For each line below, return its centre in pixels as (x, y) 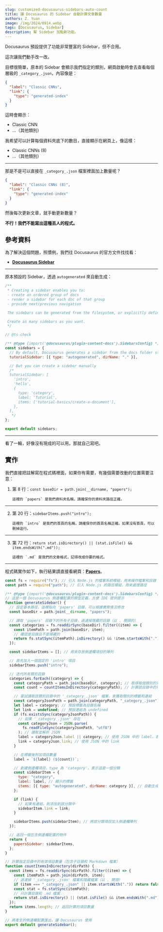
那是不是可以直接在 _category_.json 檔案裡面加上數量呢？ (63, 171)
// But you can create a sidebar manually (53, 366)
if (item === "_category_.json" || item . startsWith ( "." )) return (81, 884)
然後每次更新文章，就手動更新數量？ (41, 213)
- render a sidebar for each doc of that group (56, 299)
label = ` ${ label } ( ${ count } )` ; (46, 759)
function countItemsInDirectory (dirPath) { (50, 866)
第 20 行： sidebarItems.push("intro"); (52, 513)
